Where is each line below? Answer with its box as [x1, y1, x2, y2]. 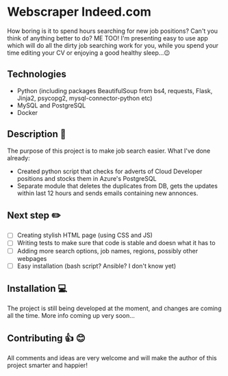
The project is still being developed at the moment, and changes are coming [7, 304, 222, 312]
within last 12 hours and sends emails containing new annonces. [16, 189, 199, 197]
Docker [16, 108, 38, 116]
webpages [16, 254, 47, 262]
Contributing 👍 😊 [7, 332, 86, 344]
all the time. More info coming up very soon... [7, 312, 136, 320]
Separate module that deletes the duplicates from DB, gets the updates [16, 181, 218, 190]
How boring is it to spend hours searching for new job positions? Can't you [7, 27, 218, 35]
